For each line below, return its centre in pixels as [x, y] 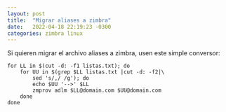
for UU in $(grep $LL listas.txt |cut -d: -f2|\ [92, 72]
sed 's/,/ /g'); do [61, 78]
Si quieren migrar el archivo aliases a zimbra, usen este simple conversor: [114, 53]
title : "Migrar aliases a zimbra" [59, 20]
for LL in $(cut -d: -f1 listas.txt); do [69, 66]
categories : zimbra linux [45, 33]
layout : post [26, 14]
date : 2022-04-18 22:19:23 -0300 [59, 27]
